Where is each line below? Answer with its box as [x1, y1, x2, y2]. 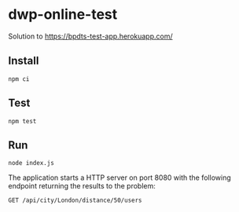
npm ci [8, 75, 30, 83]
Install [8, 54, 39, 68]
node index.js [8, 159, 55, 167]
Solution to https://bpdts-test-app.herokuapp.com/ [8, 31, 173, 41]
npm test [8, 117, 37, 125]
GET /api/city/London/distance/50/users [8, 196, 143, 205]
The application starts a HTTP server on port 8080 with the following [8, 173, 231, 182]
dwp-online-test [8, 5, 118, 24]
